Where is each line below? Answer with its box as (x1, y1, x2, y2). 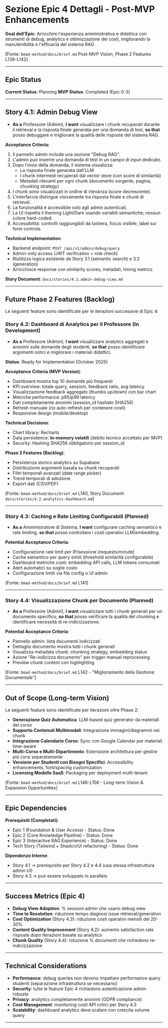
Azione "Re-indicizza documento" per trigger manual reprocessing (12, 654, 150, 660)
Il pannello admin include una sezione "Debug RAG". (12, 151, 120, 157)
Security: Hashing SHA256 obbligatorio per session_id (12, 440, 125, 446)
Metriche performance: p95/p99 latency (12, 394, 95, 400)
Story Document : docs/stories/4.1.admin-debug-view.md (5, 276, 123, 282)
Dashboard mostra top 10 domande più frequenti (12, 378, 113, 384)
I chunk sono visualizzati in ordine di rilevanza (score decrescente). (12, 188, 151, 194)
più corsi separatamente (12, 754, 63, 760)
